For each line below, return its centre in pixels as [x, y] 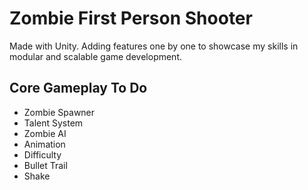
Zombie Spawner [59, 112]
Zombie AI [45, 133]
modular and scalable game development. [96, 56]
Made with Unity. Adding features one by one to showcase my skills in [154, 46]
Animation [44, 144]
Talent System [53, 123]
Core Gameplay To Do [78, 88]
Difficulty [42, 154]
